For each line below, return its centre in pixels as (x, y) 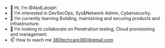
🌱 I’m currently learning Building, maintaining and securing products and (85, 18)
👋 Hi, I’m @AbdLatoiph (33, 8)
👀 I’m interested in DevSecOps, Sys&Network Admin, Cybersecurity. (80, 13)
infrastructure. (25, 23)
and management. (29, 34)
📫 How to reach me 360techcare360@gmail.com (62, 40)
